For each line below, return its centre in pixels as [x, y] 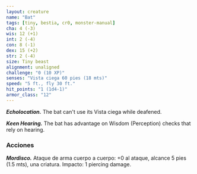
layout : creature [28, 12]
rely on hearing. [26, 129]
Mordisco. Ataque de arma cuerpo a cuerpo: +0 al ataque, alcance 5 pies [96, 158]
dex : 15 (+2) [22, 51]
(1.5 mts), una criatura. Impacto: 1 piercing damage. [69, 164]
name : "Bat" [21, 17]
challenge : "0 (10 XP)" [36, 73]
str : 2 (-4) [21, 56]
